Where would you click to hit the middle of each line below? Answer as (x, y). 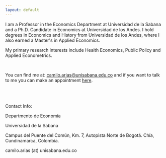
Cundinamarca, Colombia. (32, 140)
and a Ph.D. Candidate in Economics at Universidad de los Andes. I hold (79, 29)
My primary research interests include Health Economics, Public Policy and (83, 50)
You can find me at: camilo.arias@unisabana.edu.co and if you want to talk (82, 75)
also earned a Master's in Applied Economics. (53, 40)
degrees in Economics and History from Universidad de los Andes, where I (82, 35)
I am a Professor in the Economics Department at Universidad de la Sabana (83, 24)
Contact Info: (19, 106)
